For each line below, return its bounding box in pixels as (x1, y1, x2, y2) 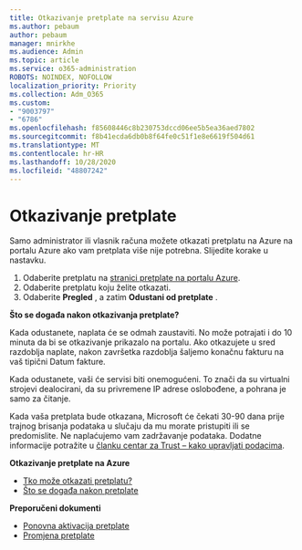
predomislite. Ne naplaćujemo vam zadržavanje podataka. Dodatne (9, 431, 262, 441)
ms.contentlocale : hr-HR (9, 149, 104, 158)
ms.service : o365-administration (9, 65, 137, 74)
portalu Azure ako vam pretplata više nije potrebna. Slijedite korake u (9, 245, 269, 256)
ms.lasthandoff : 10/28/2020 (9, 157, 117, 167)
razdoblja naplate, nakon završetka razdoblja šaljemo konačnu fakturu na (9, 347, 285, 358)
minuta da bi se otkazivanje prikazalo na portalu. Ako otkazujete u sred (9, 337, 276, 348)
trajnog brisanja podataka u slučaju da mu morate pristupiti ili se (9, 420, 250, 431)
